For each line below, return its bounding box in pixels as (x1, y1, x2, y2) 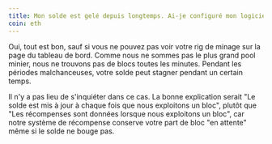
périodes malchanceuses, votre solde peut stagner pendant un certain (8, 67, 244, 77)
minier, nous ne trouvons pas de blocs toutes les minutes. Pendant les (8, 58, 242, 69)
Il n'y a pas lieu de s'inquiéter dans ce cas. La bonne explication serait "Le (8, 91, 256, 101)
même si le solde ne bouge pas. (8, 126, 115, 136)
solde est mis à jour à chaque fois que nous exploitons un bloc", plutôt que (8, 100, 257, 110)
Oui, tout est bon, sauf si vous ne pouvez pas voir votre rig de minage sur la (8, 41, 261, 51)
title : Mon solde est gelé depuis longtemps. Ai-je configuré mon (8, 11, 237, 20)
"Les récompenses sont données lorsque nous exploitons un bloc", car (8, 108, 244, 118)
